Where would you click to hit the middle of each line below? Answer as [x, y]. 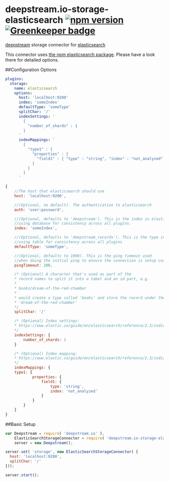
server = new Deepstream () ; [44, 443]
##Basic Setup [21, 424]
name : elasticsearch [36, 88]
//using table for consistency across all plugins [68, 242]
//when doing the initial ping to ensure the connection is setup [85, 260]
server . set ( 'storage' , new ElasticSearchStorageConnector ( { [72, 452]
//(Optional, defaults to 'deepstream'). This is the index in [82, 219]
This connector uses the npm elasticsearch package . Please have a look [80, 55]
